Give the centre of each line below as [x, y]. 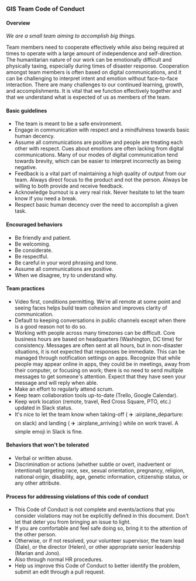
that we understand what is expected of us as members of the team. [88, 97]
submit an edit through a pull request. [60, 572]
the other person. [35, 535]
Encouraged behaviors [34, 224]
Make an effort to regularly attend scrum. [64, 389]
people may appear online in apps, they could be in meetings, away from [102, 364]
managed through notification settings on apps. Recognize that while [97, 358]
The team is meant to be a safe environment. [68, 124]
